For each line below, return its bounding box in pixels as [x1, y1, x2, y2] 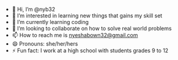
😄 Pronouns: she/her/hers [11, 40, 78, 47]
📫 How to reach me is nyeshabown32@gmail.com [11, 32, 138, 38]
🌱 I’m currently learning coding [11, 19, 89, 25]
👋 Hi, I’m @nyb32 [11, 6, 56, 13]
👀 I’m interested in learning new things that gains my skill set [11, 12, 163, 19]
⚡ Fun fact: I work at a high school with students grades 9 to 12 [11, 47, 169, 54]
